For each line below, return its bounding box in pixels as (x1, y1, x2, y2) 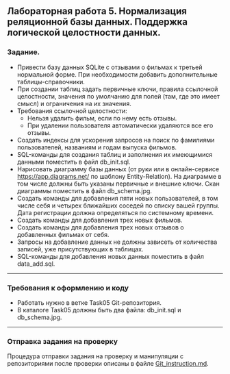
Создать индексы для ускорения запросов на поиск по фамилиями (16, 136, 215, 144)
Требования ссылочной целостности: (16, 106, 128, 115)
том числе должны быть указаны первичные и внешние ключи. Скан (16, 179, 220, 188)
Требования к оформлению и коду (7, 283, 129, 292)
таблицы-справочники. (16, 77, 86, 86)
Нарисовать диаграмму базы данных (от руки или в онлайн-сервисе (16, 164, 220, 173)
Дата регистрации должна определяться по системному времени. (16, 208, 214, 216)
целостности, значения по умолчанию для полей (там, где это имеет (16, 92, 220, 100)
